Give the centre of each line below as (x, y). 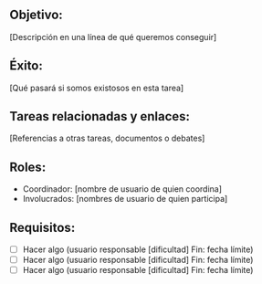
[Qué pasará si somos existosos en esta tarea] (97, 88)
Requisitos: (42, 227)
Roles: (28, 167)
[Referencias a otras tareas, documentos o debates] (107, 138)
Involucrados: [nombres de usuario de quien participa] (125, 199)
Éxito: (26, 66)
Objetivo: (37, 15)
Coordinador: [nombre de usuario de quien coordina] (122, 189)
